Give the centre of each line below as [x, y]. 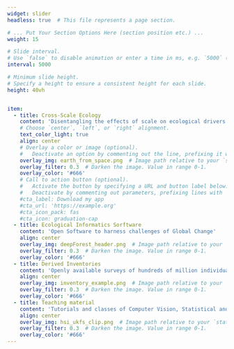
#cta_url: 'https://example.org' [68, 206]
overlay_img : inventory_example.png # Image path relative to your [121, 283]
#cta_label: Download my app [62, 199]
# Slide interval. [34, 52]
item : [15, 108]
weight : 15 [23, 39]
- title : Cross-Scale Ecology [57, 115]
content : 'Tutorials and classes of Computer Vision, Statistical [118, 309]
